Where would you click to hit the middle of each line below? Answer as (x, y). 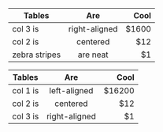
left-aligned (71, 91)
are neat (93, 55)
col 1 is (26, 91)
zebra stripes (37, 55)
